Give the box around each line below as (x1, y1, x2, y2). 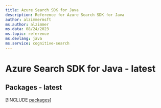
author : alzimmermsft (5, 17, 52, 22)
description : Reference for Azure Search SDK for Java (5, 12, 125, 17)
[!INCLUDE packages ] (5, 97, 52, 103)
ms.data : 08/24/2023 (5, 27, 50, 32)
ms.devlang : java (5, 36, 42, 41)
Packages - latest (5, 83, 62, 92)
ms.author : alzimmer (5, 21, 50, 27)
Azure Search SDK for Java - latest (5, 62, 156, 74)
